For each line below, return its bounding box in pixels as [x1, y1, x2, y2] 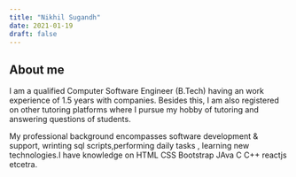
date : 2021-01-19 [9, 21, 74, 30]
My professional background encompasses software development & [9, 131, 259, 142]
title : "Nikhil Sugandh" [9, 12, 101, 22]
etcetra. [9, 159, 38, 170]
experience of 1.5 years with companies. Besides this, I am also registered [9, 95, 279, 106]
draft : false [9, 29, 58, 38]
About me [9, 62, 65, 77]
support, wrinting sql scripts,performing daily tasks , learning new [9, 141, 250, 151]
